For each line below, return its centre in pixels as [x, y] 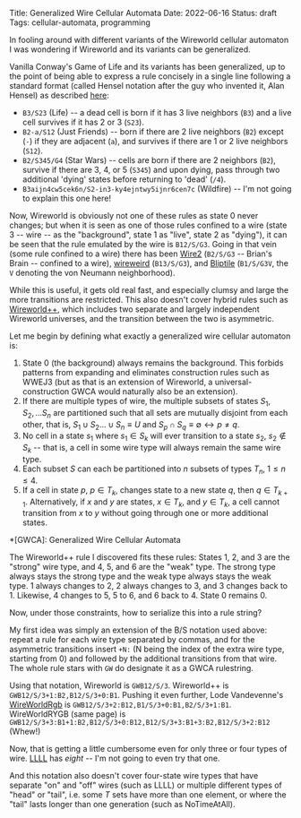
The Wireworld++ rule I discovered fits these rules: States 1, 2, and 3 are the [150, 557]
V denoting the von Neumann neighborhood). [92, 273]
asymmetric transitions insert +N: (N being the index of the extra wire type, [147, 650]
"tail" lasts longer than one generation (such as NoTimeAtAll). [122, 805]
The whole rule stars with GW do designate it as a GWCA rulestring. [131, 668]
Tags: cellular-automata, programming [80, 22]
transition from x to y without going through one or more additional [145, 513]
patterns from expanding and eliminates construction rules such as [146, 372]
